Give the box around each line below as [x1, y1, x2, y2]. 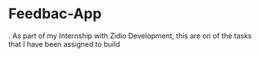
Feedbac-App [8, 5, 102, 23]
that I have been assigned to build [8, 39, 120, 48]
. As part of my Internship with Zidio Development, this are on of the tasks [8, 31, 252, 40]
